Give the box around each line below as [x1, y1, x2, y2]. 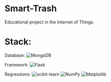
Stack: [4, 36, 32, 47]
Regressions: [4, 71, 31, 77]
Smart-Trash [4, 3, 57, 14]
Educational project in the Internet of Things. [4, 19, 95, 25]
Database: [4, 52, 25, 58]
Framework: [4, 61, 29, 67]
